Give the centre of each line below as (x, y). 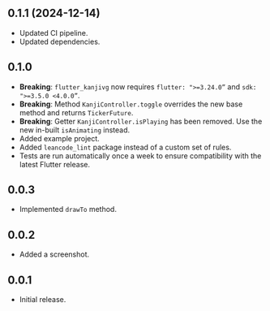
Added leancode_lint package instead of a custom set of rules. (125, 147)
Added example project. (60, 138)
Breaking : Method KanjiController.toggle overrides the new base (131, 104)
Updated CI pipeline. (54, 32)
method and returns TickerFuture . (76, 112)
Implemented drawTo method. (68, 209)
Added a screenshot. (54, 254)
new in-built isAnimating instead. (75, 130)
